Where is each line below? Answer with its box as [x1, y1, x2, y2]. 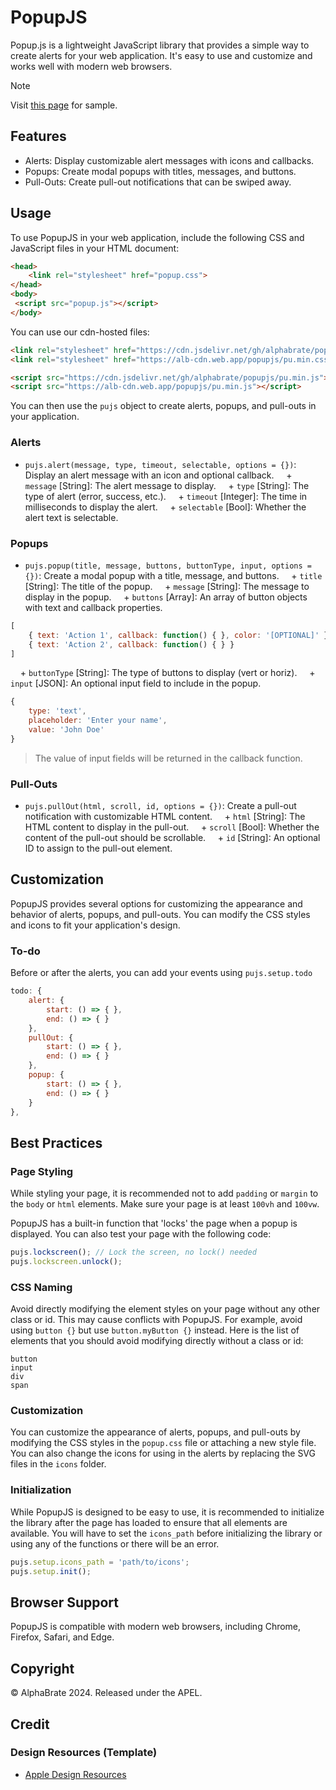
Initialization [10, 1483, 72, 1497]
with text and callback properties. [24, 601, 163, 613]
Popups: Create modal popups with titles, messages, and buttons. [24, 165, 297, 177]
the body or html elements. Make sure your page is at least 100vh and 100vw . [10, 1198, 320, 1210]
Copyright [10, 1660, 75, 1677]
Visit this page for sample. [10, 99, 118, 111]
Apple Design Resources [24, 1768, 127, 1780]
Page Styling [10, 1164, 74, 1178]
